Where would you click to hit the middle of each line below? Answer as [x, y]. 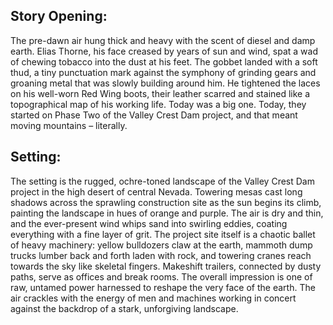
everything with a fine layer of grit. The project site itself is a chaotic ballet [163, 234]
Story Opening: [59, 16]
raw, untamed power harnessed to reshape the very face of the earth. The [163, 287]
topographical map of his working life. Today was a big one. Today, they [158, 104]
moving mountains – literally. [69, 125]
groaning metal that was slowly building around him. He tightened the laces [165, 83]
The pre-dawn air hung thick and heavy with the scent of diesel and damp [163, 40]
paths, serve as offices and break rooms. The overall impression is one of [161, 276]
